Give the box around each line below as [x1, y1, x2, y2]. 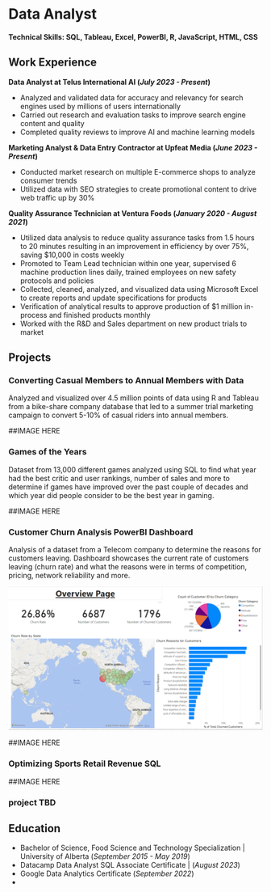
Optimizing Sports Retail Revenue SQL [8, 758, 161, 769]
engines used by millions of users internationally [19, 101, 181, 111]
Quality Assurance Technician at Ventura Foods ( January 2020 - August [8, 208, 257, 218]
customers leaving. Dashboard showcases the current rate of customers [8, 553, 249, 563]
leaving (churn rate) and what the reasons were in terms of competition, [8, 561, 248, 571]
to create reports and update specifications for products [19, 293, 207, 302]
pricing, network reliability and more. [8, 570, 131, 580]
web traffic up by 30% [19, 192, 95, 202]
